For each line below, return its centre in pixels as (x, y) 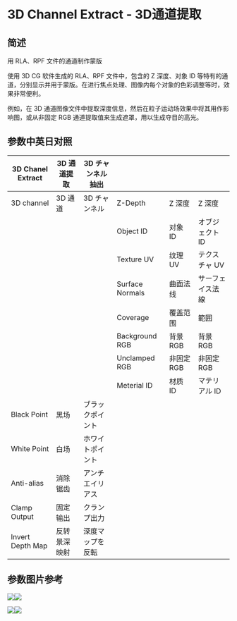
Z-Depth (131, 203)
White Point (30, 448)
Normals (131, 293)
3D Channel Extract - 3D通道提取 (104, 14)
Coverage (133, 317)
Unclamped (136, 358)
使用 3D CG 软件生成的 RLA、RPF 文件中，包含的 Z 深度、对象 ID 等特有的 (115, 76)
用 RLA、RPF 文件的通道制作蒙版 (55, 61)
